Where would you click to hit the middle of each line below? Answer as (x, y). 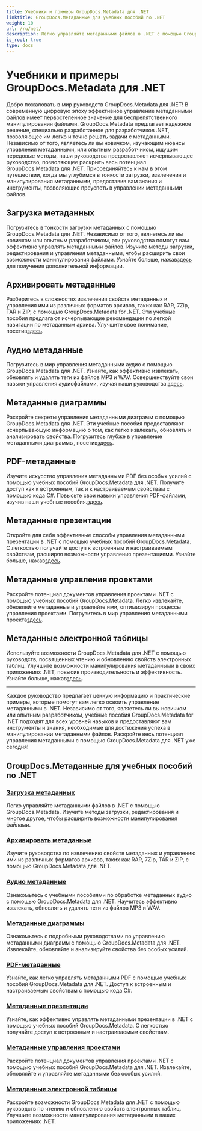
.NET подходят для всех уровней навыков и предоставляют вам (89, 721)
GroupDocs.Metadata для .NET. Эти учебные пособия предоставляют (95, 424)
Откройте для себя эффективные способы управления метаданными (95, 535)
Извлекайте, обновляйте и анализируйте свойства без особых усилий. (97, 949)
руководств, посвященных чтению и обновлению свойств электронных (99, 659)
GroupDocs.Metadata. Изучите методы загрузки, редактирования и (92, 812)
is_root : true (24, 40)
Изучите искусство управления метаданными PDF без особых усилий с (99, 476)
